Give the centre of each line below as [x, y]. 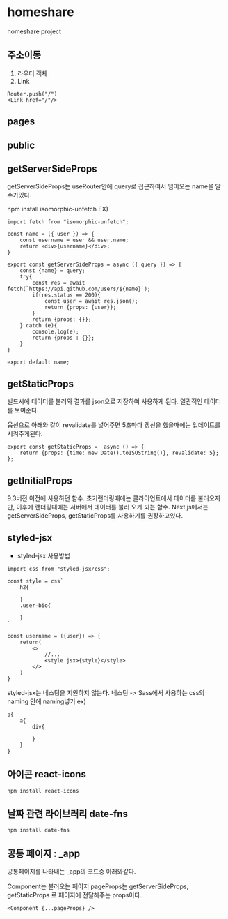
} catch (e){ [39, 326]
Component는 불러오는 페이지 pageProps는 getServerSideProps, [98, 886]
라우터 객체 [32, 73]
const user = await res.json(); [91, 301]
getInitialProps [40, 480]
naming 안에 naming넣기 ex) [47, 701]
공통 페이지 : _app [44, 853]
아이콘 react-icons [47, 774]
